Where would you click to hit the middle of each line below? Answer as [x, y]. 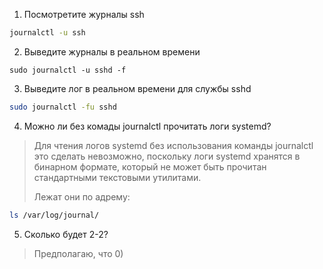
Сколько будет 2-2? [66, 234]
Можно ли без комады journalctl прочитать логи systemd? [147, 126]
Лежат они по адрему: [82, 196]
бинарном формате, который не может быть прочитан [150, 166]
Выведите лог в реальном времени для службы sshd [137, 88]
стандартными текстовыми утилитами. [117, 177]
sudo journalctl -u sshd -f [68, 70]
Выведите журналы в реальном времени [112, 51]
